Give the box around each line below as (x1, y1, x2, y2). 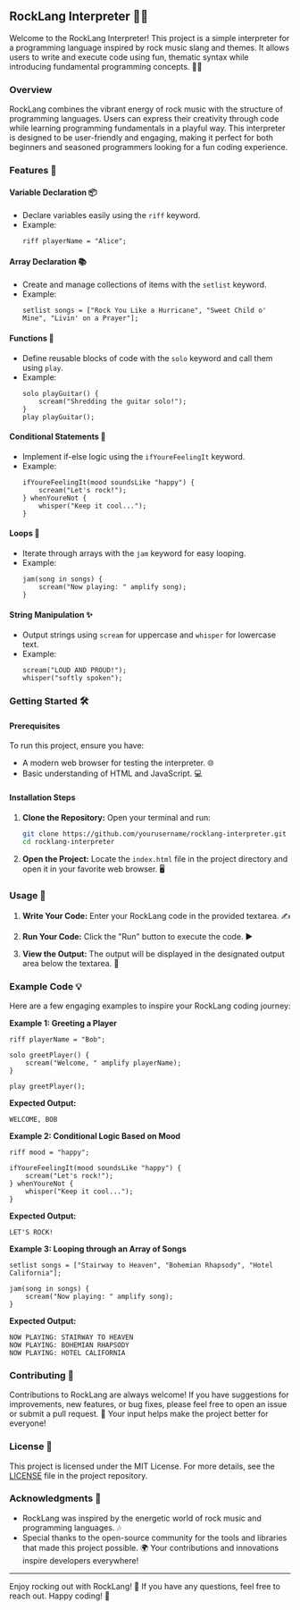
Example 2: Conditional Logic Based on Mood (9, 1130, 181, 1141)
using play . (21, 362, 64, 373)
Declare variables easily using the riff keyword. (21, 210, 201, 221)
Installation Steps (9, 792, 76, 803)
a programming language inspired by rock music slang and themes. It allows (9, 42, 290, 53)
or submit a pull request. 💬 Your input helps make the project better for (9, 1409, 269, 1420)
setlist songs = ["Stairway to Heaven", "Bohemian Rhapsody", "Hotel (9, 1260, 274, 1269)
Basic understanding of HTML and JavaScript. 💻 (21, 768, 203, 779)
